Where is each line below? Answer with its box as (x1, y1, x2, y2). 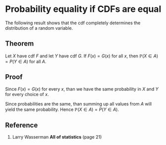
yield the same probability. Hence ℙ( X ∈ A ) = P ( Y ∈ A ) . (5, 106, 119, 112)
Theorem (5, 40, 34, 48)
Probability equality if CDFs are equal (5, 3, 162, 15)
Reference (5, 121, 38, 129)
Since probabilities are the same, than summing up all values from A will (5, 100, 152, 107)
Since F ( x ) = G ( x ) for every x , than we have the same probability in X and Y (5, 86, 159, 92)
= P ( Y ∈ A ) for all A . (5, 58, 47, 64)
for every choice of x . (5, 91, 49, 97)
